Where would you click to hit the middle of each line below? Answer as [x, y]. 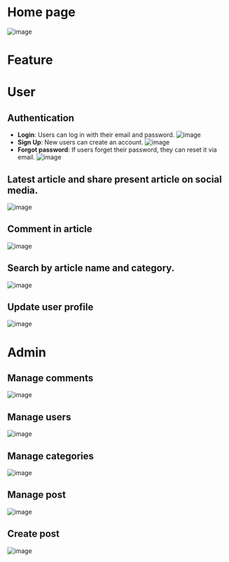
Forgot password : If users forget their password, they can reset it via [117, 150]
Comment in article [50, 229]
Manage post [37, 495]
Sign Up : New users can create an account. [80, 142]
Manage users [39, 417]
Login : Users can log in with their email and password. [96, 135]
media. [23, 190]
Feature [30, 60]
